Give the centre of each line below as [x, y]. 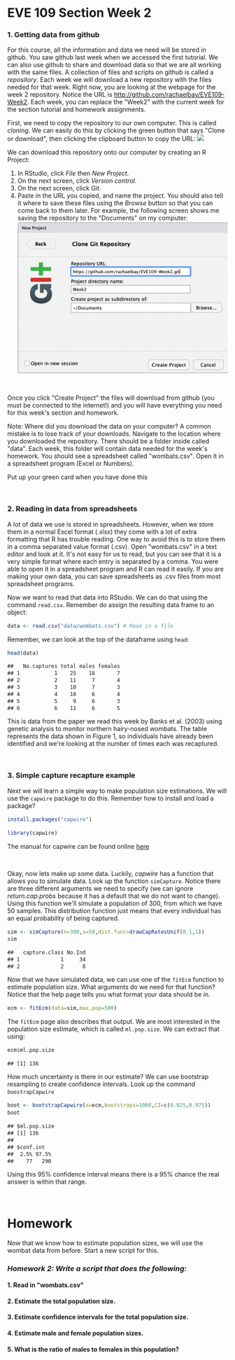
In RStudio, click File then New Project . [73, 174]
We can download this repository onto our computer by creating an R [107, 153]
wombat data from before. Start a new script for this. [83, 1250]
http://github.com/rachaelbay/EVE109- [170, 95]
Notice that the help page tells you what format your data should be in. [109, 994]
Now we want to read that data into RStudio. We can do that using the [108, 597]
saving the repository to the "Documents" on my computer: [102, 218]
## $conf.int [26, 1147]
